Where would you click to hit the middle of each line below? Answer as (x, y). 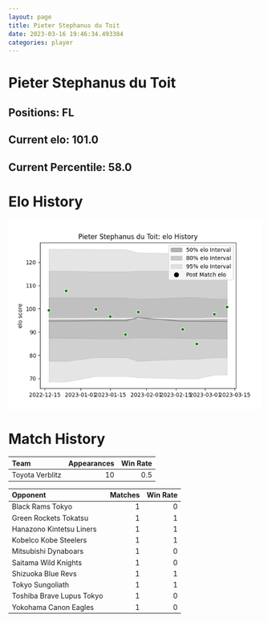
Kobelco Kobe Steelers (49, 540)
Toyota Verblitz (37, 475)
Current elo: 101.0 (53, 140)
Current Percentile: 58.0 (70, 167)
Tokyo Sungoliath (41, 585)
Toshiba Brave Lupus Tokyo (57, 596)
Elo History (46, 201)
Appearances (91, 463)
